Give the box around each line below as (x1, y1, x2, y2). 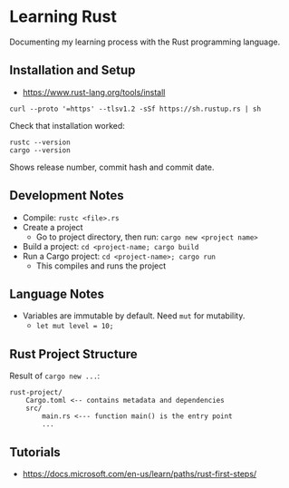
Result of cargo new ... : (9, 370, 101, 382)
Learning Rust (9, 6, 118, 27)
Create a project (22, 221, 83, 232)
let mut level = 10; (35, 322, 114, 331)
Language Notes (9, 286, 105, 301)
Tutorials (9, 444, 61, 460)
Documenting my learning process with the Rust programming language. (9, 36, 281, 47)
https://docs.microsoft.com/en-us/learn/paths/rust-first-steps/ (22, 469, 257, 479)
